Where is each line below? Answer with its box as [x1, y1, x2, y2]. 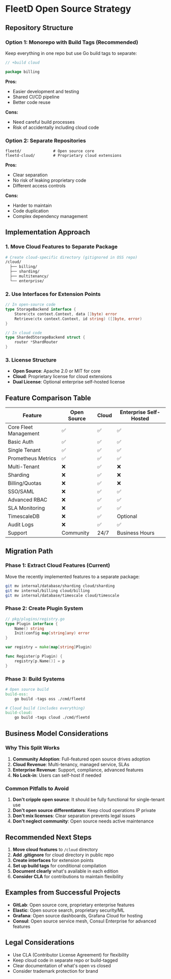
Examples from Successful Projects [5, 888, 121, 897]
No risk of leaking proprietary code [12, 177, 87, 183]
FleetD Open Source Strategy [5, 3, 131, 15]
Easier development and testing [12, 88, 79, 94]
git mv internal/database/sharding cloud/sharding [5, 583, 115, 588]
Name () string [14, 626, 44, 631]
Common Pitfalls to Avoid [5, 785, 69, 792]
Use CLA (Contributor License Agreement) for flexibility [12, 951, 129, 958]
